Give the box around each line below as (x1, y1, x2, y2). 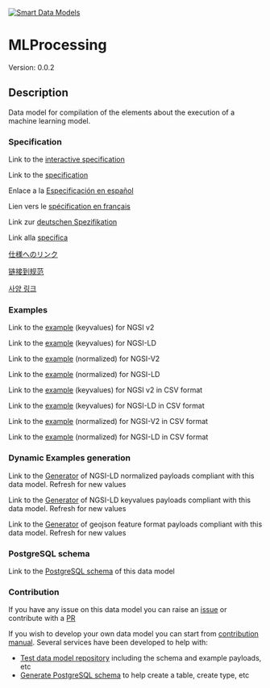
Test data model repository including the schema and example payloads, (19, 653, 262, 663)
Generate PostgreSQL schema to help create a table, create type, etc (19, 670, 250, 680)
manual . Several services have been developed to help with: (8, 638, 208, 648)
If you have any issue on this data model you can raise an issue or (8, 605, 227, 615)
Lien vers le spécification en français (8, 202, 131, 212)
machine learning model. (8, 115, 91, 125)
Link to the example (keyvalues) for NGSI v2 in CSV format (8, 385, 203, 395)
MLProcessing (8, 36, 107, 54)
